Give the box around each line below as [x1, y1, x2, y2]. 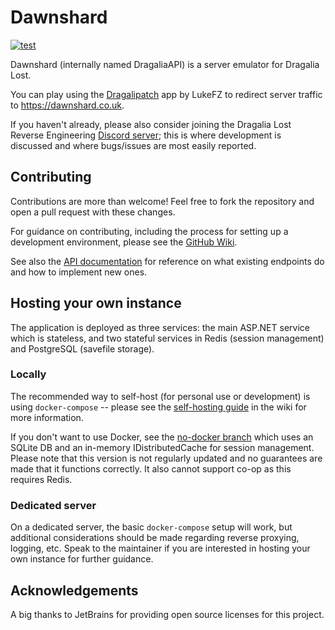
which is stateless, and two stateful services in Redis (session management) [10, 332, 325, 344]
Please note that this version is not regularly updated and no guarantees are [10, 452, 323, 464]
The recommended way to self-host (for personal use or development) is [10, 390, 311, 402]
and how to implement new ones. [10, 266, 148, 278]
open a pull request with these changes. [10, 206, 176, 218]
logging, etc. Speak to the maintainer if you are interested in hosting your [10, 542, 311, 555]
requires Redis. [10, 473, 73, 485]
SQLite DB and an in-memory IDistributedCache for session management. [10, 441, 315, 453]
